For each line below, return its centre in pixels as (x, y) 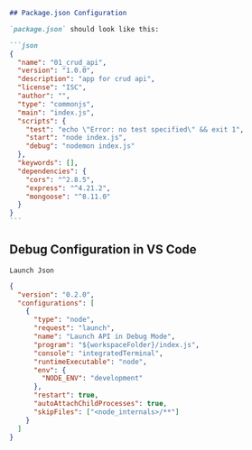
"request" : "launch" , (74, 328)
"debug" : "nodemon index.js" (80, 146)
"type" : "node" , (64, 320)
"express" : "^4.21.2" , (68, 188)
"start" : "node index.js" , (76, 138)
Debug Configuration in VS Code (103, 249)
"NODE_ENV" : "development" (93, 379)
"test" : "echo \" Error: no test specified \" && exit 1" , (135, 129)
